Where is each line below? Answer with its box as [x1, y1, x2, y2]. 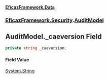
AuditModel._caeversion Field [5, 32, 102, 41]
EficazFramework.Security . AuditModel [5, 17, 104, 24]
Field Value [5, 56, 29, 63]
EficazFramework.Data [5, 4, 55, 10]
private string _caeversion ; [5, 46, 67, 51]
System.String [5, 68, 35, 74]
